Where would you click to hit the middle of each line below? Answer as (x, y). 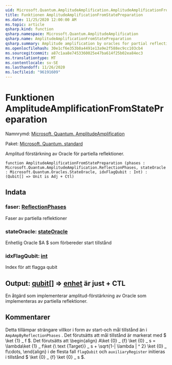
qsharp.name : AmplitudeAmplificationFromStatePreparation (68, 39)
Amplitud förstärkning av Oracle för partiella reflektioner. (65, 153)
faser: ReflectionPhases (36, 207)
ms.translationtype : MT (31, 58)
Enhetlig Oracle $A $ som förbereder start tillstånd (58, 243)
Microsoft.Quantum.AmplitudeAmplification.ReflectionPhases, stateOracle (86, 168)
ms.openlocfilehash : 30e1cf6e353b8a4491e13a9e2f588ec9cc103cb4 (74, 48)
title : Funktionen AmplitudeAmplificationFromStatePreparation (74, 15)
